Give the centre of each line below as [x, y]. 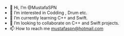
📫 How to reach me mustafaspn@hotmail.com [56, 28]
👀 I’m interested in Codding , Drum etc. [48, 13]
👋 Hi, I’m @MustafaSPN [33, 8]
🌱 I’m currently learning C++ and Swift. [49, 18]
